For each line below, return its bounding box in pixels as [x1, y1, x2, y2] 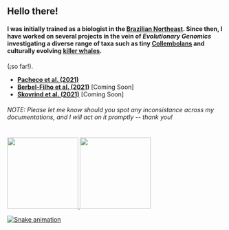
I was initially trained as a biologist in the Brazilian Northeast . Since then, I [7, 24, 223, 33]
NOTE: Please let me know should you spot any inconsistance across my [7, 106, 215, 114]
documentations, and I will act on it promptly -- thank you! [7, 113, 173, 121]
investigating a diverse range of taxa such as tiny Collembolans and [7, 39, 205, 48]
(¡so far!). [7, 62, 34, 70]
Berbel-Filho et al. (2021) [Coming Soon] [17, 83, 134, 91]
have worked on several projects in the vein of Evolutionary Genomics [7, 32, 212, 40]
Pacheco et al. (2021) [17, 75, 79, 83]
